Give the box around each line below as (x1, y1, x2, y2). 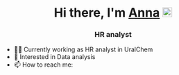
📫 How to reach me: (13, 60, 74, 69)
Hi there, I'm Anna (53, 5, 160, 21)
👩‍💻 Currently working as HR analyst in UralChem (13, 45, 153, 53)
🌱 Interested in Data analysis (13, 53, 96, 61)
